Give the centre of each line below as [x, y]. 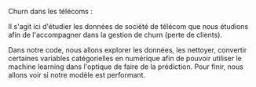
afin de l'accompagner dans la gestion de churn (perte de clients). [115, 35]
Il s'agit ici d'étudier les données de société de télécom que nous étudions [128, 26]
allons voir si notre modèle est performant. [77, 75]
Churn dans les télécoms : [50, 11]
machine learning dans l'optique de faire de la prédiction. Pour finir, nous [126, 67]
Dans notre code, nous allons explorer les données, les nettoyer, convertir [128, 50]
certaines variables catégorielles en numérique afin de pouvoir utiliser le [125, 58]
